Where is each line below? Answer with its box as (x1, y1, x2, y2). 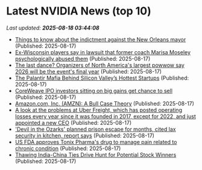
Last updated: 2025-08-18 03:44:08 (6, 24, 99, 31)
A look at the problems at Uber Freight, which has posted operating (14, 106, 183, 113)
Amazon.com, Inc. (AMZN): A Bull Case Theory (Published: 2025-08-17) (14, 99, 195, 107)
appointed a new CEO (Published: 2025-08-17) (14, 119, 132, 126)
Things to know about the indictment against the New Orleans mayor (14, 36, 186, 43)
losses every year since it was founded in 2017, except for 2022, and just (14, 113, 196, 120)
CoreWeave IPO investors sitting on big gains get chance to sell (14, 87, 173, 94)
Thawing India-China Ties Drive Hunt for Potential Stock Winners (14, 151, 177, 158)
